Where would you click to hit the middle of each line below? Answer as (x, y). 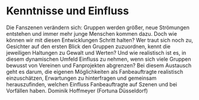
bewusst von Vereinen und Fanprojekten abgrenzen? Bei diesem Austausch (99, 65)
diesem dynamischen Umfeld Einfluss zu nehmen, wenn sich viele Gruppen (99, 59)
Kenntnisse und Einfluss (68, 11)
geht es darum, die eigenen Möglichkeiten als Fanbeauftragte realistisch (95, 71)
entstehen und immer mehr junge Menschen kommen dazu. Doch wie (92, 33)
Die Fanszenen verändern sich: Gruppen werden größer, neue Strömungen (98, 27)
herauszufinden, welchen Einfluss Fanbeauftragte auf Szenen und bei (92, 84)
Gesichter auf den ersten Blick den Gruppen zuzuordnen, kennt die (88, 46)
